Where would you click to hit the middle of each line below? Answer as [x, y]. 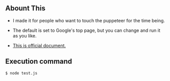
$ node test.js [21, 73]
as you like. [25, 35]
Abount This [26, 8]
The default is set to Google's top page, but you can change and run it [87, 30]
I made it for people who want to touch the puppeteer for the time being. [89, 20]
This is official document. [39, 46]
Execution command [39, 62]
